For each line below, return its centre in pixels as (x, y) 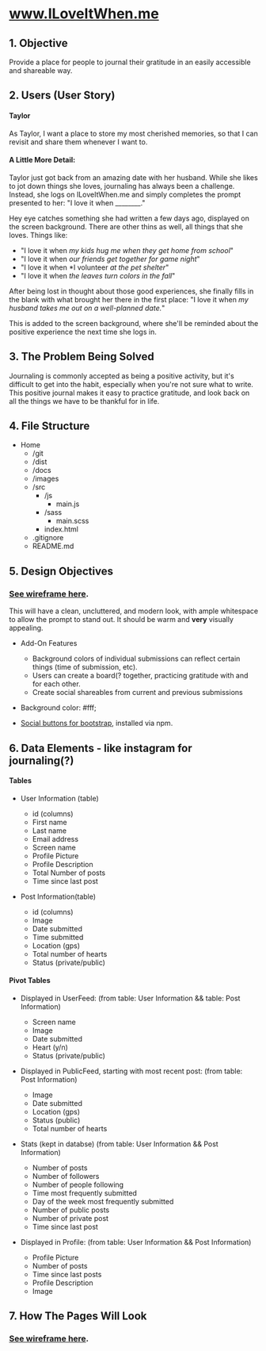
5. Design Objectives (61, 571)
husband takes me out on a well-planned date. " (87, 308)
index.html (61, 529)
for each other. (57, 684)
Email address (55, 839)
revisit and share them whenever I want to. (78, 142)
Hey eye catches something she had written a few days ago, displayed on (129, 218)
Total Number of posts (69, 873)
